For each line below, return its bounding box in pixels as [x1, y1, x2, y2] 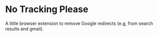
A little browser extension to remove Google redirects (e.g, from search [5, 20, 153, 26]
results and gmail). [5, 25, 44, 31]
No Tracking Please [5, 4, 88, 15]
